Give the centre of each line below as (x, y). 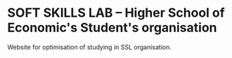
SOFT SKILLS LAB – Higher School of (116, 13)
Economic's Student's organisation (112, 28)
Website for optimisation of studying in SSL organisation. (90, 47)
